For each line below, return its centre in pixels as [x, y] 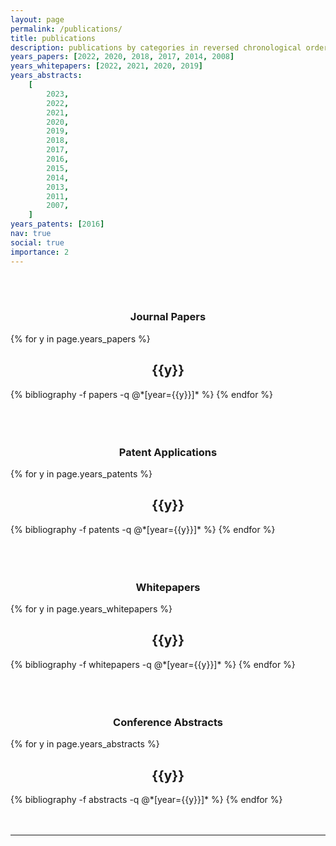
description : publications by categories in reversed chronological [156, 47]
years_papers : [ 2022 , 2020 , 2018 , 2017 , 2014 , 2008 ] [122, 57]
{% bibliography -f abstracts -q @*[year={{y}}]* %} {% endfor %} [146, 799]
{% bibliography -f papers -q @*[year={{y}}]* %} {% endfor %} [142, 394]
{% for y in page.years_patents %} [81, 473]
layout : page [37, 19]
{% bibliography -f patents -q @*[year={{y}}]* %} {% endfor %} [143, 529]
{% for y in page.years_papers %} [80, 338]
